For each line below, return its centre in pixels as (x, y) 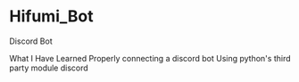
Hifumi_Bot (51, 16)
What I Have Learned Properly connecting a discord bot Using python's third (150, 58)
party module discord (49, 68)
